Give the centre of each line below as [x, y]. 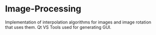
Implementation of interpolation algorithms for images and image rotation [78, 22]
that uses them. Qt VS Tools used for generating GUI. [58, 27]
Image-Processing [43, 9]
